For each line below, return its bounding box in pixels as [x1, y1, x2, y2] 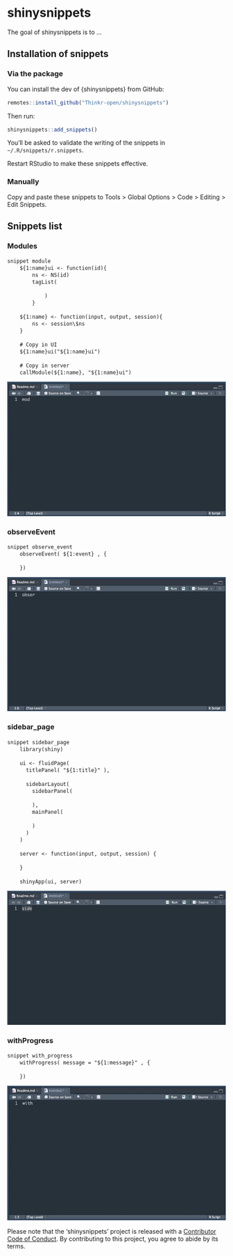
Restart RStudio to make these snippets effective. [7, 159, 148, 168]
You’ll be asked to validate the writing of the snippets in [7, 139, 166, 147]
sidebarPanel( [32, 787, 73, 794]
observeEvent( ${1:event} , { [19, 551, 107, 558]
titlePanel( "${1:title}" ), [25, 767, 110, 774]
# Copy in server [19, 362, 70, 370]
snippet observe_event [7, 544, 73, 551]
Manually [7, 177, 40, 187]
